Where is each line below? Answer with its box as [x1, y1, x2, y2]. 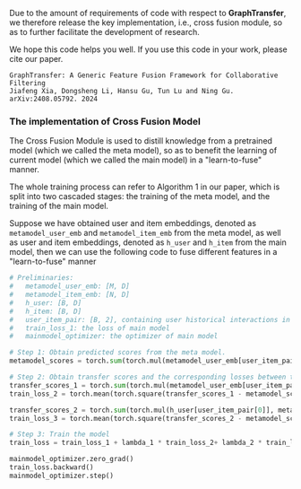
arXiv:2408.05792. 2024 [9, 94, 99, 103]
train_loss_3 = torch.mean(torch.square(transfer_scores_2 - [9, 414, 243, 423]
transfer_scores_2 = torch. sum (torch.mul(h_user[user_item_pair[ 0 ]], [9, 406, 275, 415]
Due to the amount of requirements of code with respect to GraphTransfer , [9, 8, 287, 18]
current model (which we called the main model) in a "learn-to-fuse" [9, 154, 262, 165]
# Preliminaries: [9, 274, 74, 283]
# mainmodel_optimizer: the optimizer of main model [9, 332, 219, 341]
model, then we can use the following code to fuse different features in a [9, 247, 278, 258]
